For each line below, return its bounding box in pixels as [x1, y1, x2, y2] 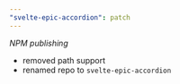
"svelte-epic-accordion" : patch [9, 13, 130, 22]
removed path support [22, 55, 106, 65]
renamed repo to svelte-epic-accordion [22, 64, 172, 75]
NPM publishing [9, 38, 69, 48]
